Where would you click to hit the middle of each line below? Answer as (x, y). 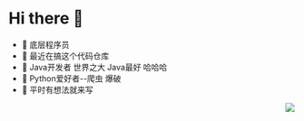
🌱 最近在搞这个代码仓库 (65, 56)
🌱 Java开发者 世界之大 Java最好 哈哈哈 (94, 67)
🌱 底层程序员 (45, 44)
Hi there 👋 (46, 19)
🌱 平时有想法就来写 (57, 89)
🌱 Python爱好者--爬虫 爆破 (71, 78)
